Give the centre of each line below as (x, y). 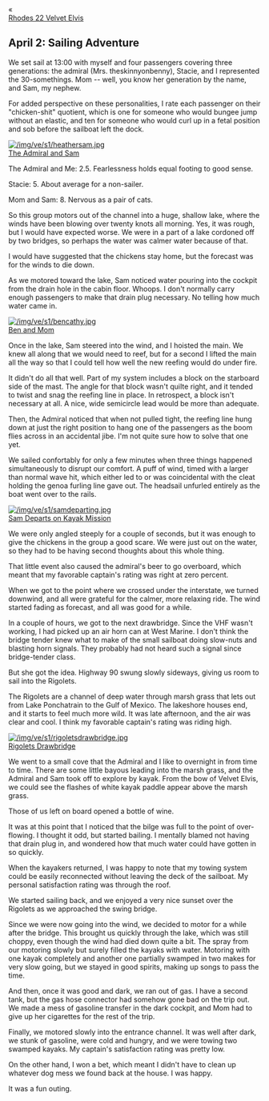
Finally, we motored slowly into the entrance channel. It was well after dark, (132, 1032)
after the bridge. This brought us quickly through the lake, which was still (128, 933)
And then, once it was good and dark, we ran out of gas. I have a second (128, 990)
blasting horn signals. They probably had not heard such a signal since (125, 648)
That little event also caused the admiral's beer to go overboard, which (125, 566)
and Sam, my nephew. (45, 87)
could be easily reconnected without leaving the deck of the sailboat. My (128, 876)
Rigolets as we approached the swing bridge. (83, 909)
